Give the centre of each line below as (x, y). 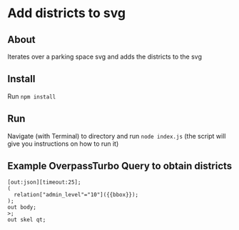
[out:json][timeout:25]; (44, 182)
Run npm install (32, 96)
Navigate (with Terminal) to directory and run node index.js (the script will (117, 136)
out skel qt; (27, 220)
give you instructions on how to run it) (63, 144)
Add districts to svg (67, 13)
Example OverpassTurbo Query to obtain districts (120, 166)
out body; (22, 207)
